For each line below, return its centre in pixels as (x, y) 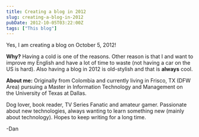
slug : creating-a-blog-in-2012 (45, 17)
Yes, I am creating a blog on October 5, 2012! (61, 45)
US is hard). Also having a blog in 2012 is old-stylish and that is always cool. (99, 69)
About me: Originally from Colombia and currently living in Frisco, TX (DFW (99, 81)
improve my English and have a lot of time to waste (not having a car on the (98, 63)
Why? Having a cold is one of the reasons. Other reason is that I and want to (100, 56)
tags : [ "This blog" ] (32, 28)
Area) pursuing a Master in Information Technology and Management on (94, 87)
